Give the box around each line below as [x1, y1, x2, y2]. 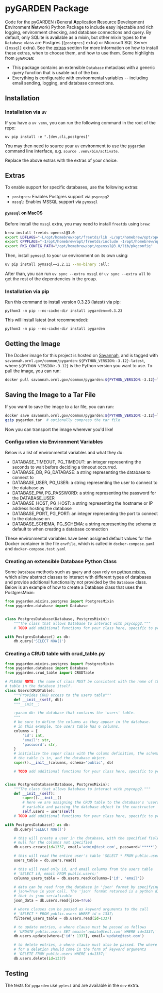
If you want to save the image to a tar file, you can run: [5, 404, 114, 410]
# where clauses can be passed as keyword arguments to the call [14, 907, 149, 912]
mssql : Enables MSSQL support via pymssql [12, 199, 98, 205]
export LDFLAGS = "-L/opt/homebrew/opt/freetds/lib [5, 235, 108, 240]
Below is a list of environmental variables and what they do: [5, 449, 124, 455]
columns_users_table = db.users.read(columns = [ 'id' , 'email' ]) [14, 875, 145, 881]
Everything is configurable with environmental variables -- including [12, 75, 148, 81]
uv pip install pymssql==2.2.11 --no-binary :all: [5, 262, 110, 267]
